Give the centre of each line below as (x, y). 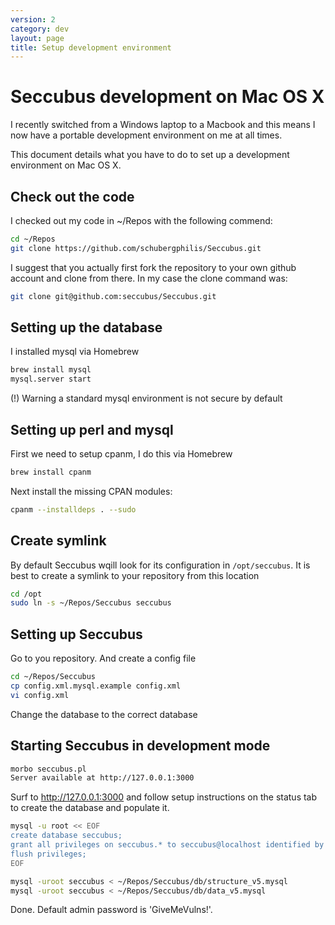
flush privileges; (48, 854)
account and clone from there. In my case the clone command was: (149, 278)
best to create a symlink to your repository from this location (135, 575)
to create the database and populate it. (90, 808)
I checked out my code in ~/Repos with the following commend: (141, 220)
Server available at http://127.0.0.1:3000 (102, 778)
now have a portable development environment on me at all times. (146, 135)
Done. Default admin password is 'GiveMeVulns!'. (111, 910)
